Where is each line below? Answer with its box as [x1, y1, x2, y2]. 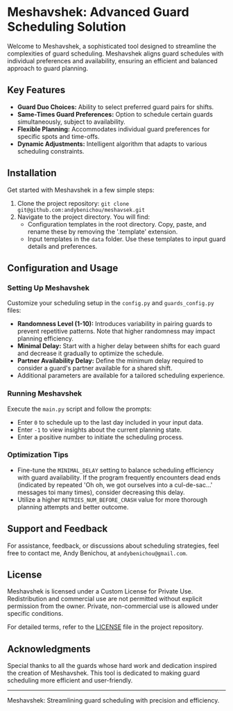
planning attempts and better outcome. [17, 502, 129, 511]
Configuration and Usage [7, 262, 119, 274]
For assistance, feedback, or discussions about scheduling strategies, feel [7, 541, 220, 550]
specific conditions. [7, 610, 64, 618]
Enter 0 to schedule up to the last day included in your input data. [17, 418, 203, 426]
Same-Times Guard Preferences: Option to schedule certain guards [17, 110, 214, 118]
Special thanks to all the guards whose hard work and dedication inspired [7, 662, 217, 670]
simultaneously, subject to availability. [17, 117, 126, 126]
